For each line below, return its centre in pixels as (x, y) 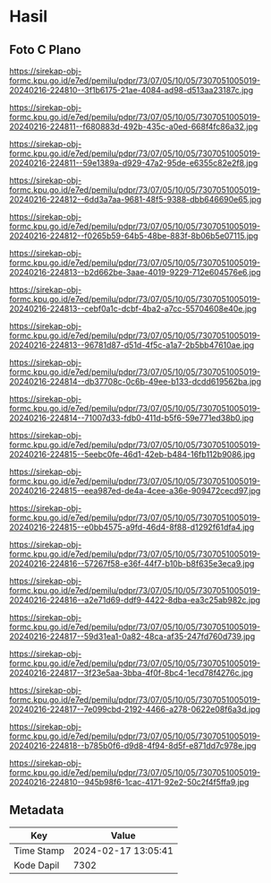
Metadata (37, 810)
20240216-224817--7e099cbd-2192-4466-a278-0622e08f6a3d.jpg (135, 709)
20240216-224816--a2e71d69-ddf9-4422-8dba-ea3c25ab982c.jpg (135, 600)
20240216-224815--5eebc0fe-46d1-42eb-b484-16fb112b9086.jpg (132, 454)
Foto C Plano (45, 50)
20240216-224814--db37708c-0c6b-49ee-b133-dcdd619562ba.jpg (135, 381)
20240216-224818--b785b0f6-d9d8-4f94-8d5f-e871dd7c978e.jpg (133, 745)
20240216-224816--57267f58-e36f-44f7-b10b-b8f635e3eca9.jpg (132, 563)
